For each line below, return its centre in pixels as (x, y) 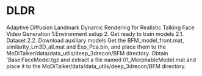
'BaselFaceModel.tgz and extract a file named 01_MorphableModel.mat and (101, 60)
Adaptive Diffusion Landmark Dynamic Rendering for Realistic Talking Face (100, 27)
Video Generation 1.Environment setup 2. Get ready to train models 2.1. (95, 33)
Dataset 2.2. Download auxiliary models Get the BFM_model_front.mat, (95, 40)
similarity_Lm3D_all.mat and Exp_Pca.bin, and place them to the (86, 47)
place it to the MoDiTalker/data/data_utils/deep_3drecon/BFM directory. (96, 66)
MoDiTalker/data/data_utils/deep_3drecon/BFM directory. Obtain (88, 53)
